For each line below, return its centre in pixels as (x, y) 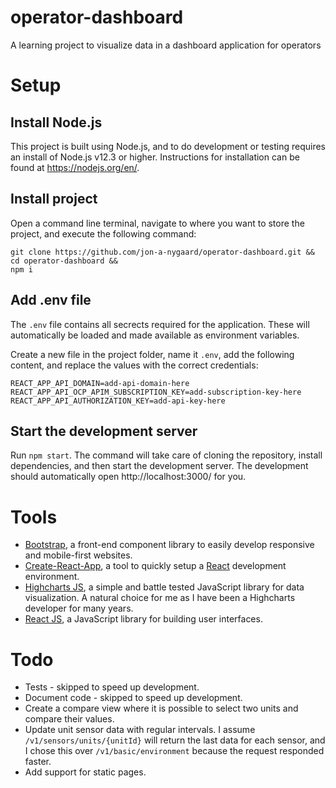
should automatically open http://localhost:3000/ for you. (128, 477)
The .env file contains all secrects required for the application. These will (160, 324)
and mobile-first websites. (78, 555)
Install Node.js (56, 122)
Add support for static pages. (85, 772)
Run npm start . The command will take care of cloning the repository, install (166, 455)
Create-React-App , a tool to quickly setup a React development (155, 566)
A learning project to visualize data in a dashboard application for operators (166, 45)
